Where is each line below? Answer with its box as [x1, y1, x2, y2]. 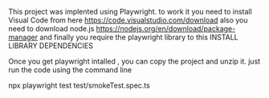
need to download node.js [8, 24, 95, 33]
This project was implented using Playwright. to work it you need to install [8, 7, 253, 16]
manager [8, 32, 39, 42]
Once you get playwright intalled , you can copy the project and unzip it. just [8, 56, 261, 66]
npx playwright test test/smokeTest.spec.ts [8, 80, 150, 90]
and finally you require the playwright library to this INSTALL [39, 32, 238, 42]
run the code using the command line [8, 65, 132, 75]
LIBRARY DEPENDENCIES [8, 41, 94, 51]
